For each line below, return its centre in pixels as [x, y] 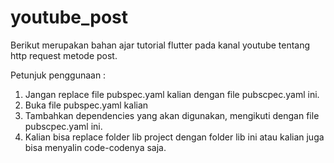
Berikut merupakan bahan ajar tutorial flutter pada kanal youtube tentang [160, 45]
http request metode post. [64, 55]
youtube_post [69, 17]
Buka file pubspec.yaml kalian [86, 105]
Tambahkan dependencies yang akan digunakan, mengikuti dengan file [172, 115]
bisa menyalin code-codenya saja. [95, 147]
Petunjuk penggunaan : [58, 75]
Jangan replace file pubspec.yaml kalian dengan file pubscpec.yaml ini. [172, 94]
